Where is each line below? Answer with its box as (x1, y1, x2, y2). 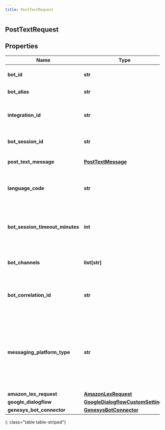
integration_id (7, 112, 41, 118)
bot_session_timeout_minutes (7, 223, 80, 230)
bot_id (7, 71, 23, 78)
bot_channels (7, 259, 40, 266)
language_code (7, 185, 45, 192)
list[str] (83, 259, 102, 266)
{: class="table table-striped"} (5, 419, 66, 425)
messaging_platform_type (7, 348, 70, 355)
